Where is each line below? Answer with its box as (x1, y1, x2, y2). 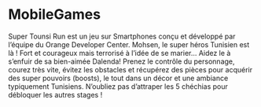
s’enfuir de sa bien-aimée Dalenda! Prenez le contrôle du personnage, (8, 57, 235, 66)
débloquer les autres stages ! (8, 90, 103, 99)
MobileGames (8, 6, 101, 24)
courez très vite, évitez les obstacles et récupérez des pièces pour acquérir (8, 65, 253, 74)
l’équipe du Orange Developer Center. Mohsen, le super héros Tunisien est (8, 39, 250, 49)
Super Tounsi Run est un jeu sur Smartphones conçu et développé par (8, 31, 236, 41)
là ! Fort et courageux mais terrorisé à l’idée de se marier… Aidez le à (8, 48, 231, 57)
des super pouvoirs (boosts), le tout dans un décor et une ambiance (8, 73, 229, 83)
